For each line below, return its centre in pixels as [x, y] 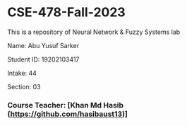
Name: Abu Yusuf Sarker [43, 45]
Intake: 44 [22, 73]
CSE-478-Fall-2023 [66, 12]
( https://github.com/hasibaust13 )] [68, 114]
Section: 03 [24, 86]
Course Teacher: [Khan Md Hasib [66, 105]
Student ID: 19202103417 [43, 59]
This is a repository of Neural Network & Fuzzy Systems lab [94, 32]
